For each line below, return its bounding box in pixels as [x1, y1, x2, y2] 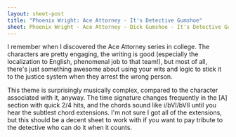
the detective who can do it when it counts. [7, 124, 132, 132]
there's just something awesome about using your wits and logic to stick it [7, 65, 222, 74]
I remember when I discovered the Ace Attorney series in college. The [7, 43, 210, 51]
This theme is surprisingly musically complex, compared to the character [7, 86, 218, 95]
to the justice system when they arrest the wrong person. [7, 72, 173, 81]
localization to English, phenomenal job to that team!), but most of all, [7, 58, 208, 66]
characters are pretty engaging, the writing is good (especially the [7, 50, 199, 58]
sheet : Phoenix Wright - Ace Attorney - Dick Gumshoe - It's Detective [7, 23, 221, 30]
